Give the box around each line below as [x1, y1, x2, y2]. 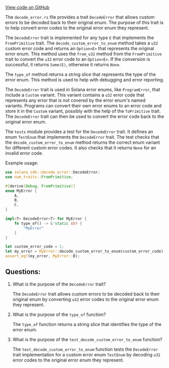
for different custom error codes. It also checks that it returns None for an [5, 145, 156, 151]
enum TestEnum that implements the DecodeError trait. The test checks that [5, 134, 159, 140]
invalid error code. [5, 150, 43, 156]
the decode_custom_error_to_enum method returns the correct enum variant [5, 139, 160, 145]
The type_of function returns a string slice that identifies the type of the [12, 321, 161, 327]
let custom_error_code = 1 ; [5, 244, 65, 250]
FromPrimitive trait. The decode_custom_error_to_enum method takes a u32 [5, 40, 158, 46]
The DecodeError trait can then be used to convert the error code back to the [5, 113, 164, 119]
